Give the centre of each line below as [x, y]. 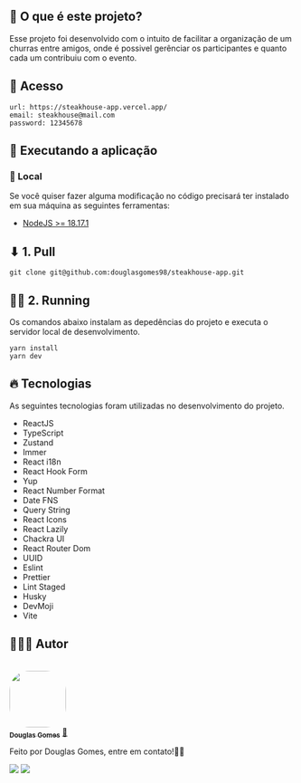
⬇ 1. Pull [33, 251]
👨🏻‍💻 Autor [39, 644]
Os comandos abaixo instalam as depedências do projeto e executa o [139, 321]
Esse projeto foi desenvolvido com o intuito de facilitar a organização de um [150, 38]
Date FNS [40, 500]
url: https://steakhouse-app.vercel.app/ [89, 107]
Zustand [38, 442]
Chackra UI [43, 539]
